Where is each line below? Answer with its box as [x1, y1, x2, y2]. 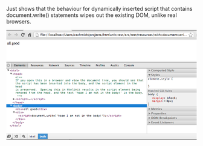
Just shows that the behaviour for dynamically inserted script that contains [6, 5, 193, 12]
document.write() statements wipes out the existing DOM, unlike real [6, 11, 177, 19]
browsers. [6, 18, 31, 25]
